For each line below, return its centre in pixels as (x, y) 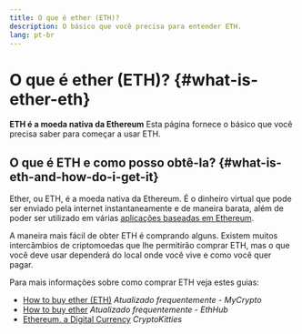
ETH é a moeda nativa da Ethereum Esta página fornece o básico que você (151, 125)
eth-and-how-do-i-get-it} (84, 177)
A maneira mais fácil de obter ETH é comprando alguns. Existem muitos (144, 236)
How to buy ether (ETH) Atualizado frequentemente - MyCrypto (142, 300)
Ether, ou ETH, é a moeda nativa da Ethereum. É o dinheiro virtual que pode (151, 199)
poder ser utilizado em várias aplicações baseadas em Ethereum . (132, 218)
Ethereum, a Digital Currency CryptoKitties (102, 319)
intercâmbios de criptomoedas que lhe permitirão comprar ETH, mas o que (150, 246)
